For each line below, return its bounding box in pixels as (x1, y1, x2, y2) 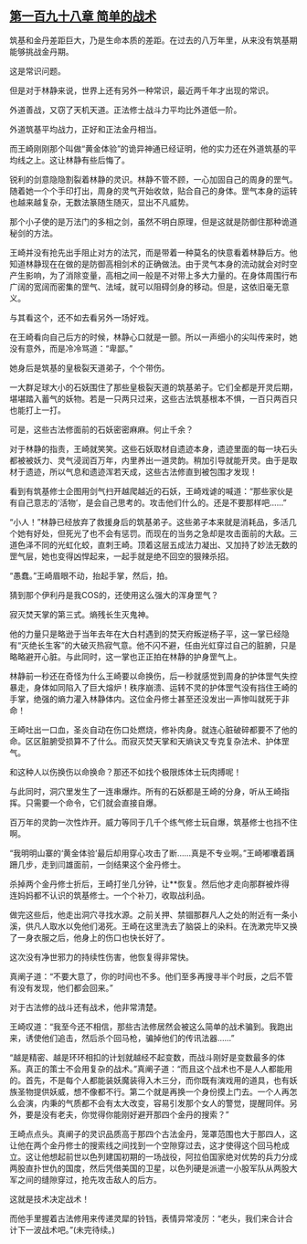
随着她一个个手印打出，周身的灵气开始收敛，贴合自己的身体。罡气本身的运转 (9, 185, 298, 196)
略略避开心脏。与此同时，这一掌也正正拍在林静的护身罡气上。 (9, 651, 242, 662)
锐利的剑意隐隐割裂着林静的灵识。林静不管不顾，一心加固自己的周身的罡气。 (9, 174, 298, 184)
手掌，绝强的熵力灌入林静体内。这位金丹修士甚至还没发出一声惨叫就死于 (9, 693, 281, 704)
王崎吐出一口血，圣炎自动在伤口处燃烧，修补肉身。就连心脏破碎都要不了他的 (9, 724, 298, 735)
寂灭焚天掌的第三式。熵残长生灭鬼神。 (9, 608, 153, 619)
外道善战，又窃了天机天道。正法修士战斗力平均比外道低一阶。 (9, 104, 242, 115)
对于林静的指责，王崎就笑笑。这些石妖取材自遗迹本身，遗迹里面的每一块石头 (9, 443, 298, 454)
